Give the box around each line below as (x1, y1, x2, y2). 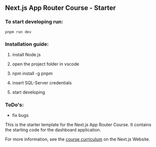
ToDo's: (5, 101, 24, 108)
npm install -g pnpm (12, 70, 53, 76)
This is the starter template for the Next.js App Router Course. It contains (5, 122, 152, 128)
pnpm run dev (5, 29, 32, 34)
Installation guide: (5, 41, 49, 48)
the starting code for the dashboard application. (5, 127, 101, 133)
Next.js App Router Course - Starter (5, 4, 116, 12)
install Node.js (12, 51, 41, 57)
